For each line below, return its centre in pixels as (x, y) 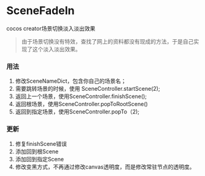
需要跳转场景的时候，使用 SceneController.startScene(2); (88, 89)
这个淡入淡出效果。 (56, 49)
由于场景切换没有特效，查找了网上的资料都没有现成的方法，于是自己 (107, 41)
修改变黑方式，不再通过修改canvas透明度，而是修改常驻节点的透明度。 (105, 167)
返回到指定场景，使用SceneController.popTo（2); (77, 112)
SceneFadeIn (41, 11)
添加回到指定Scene (40, 159)
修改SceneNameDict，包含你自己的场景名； (71, 81)
